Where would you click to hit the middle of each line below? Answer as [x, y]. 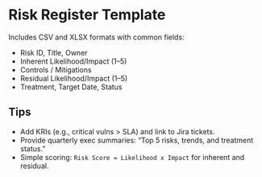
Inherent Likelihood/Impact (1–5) [73, 61]
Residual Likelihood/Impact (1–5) [74, 78]
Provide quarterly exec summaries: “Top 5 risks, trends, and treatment [137, 140]
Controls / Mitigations [56, 69]
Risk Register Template [87, 15]
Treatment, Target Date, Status [71, 87]
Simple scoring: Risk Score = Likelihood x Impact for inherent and [132, 157]
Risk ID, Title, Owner [54, 52]
